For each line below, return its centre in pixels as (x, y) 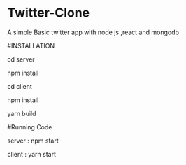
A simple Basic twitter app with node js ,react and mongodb (93, 32)
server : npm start (33, 141)
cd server (21, 59)
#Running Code (30, 127)
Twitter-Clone (49, 13)
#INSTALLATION (31, 45)
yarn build (22, 113)
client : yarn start (32, 154)
